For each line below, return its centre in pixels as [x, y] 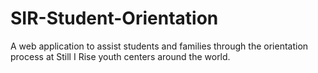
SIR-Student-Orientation [114, 18]
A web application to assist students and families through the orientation [159, 46]
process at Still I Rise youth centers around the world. [120, 56]
